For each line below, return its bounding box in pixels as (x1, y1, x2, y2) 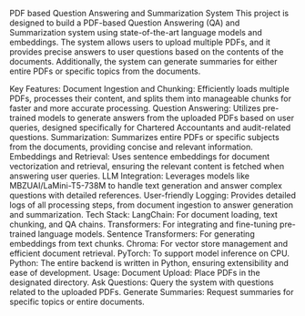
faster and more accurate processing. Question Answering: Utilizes (9, 103, 261, 113)
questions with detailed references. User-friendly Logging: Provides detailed (9, 190, 297, 200)
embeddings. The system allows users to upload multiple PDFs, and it (9, 36, 271, 47)
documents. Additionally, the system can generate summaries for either (9, 56, 278, 66)
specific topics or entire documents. (9, 296, 146, 307)
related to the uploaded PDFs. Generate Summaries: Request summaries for (9, 287, 294, 297)
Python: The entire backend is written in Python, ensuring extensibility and (9, 258, 290, 268)
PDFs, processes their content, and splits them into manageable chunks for (9, 93, 291, 104)
